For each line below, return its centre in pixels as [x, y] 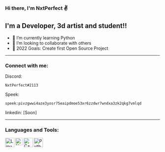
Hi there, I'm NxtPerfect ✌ [37, 8]
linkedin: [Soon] [21, 113]
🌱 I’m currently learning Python [43, 38]
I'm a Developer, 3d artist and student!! [66, 26]
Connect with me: [27, 65]
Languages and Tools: [32, 130]
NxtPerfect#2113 [22, 86]
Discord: [14, 76]
